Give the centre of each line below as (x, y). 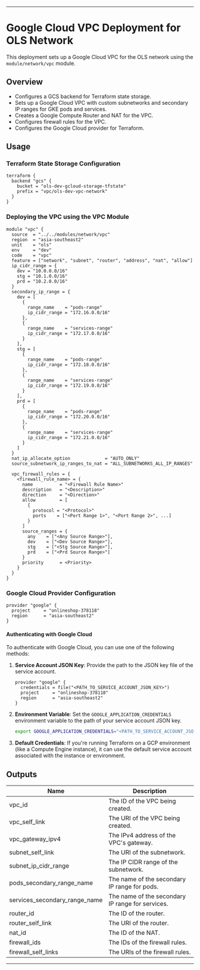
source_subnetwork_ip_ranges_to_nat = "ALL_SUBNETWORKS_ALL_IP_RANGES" (102, 464)
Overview (25, 82)
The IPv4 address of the (142, 835)
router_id (22, 913)
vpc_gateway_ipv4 (35, 838)
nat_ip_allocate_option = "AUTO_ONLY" (76, 458)
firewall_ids (25, 942)
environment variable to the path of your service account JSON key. (98, 721)
